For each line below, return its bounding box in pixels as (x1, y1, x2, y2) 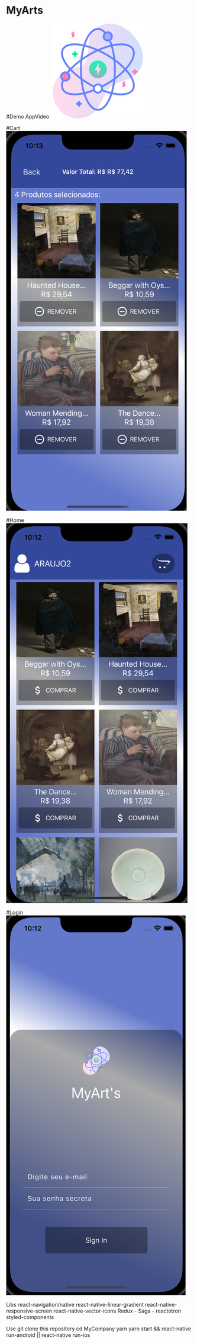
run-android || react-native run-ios (6, 1331, 91, 1338)
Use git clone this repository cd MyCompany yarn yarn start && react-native (6, 1325, 192, 1332)
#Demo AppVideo (6, 113, 49, 120)
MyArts (6, 4, 43, 17)
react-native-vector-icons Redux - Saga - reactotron (53, 1307, 182, 1314)
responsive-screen (6, 1307, 52, 1314)
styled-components (6, 1313, 54, 1320)
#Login (6, 909, 24, 916)
